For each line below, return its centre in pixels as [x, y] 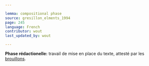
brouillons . [16, 59]
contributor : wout [24, 32]
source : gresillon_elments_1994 [38, 18]
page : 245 [15, 22]
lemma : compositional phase [33, 13]
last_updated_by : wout [28, 36]
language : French [23, 27]
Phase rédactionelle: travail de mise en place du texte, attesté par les [75, 54]
